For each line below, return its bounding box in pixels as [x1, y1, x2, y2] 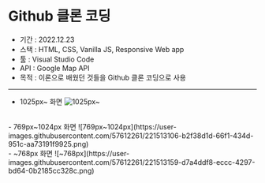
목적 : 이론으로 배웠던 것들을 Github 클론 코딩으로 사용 [19, 73, 187, 82]
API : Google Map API [19, 63, 90, 73]
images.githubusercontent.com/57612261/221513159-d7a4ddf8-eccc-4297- [8, 157, 256, 166]
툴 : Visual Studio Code [19, 54, 95, 64]
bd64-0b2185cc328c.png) [8, 166, 95, 175]
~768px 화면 [13, 148, 53, 158]
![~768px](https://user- [54, 148, 130, 158]
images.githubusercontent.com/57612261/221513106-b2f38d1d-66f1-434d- [8, 131, 254, 140]
